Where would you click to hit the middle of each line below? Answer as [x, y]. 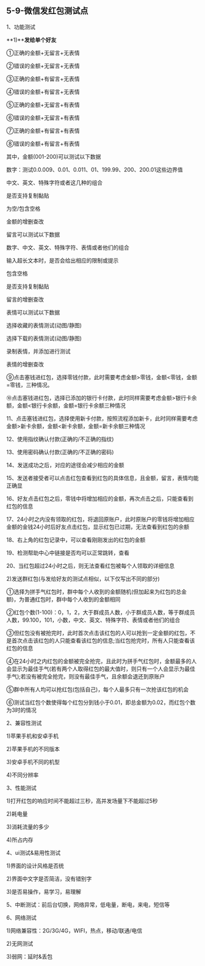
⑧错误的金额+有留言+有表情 [43, 143]
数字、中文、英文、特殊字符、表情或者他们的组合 [68, 247]
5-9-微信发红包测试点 [47, 11]
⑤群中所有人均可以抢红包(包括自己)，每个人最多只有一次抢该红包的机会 [98, 689]
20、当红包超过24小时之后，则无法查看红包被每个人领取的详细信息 [91, 565]
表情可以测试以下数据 [33, 312]
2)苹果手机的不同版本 [33, 749]
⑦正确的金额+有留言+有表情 [43, 131]
